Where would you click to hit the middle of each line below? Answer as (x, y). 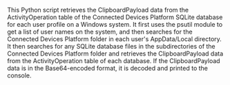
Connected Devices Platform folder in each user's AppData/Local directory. (115, 39)
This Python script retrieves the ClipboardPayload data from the (98, 10)
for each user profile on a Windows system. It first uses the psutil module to (115, 24)
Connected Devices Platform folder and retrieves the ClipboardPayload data (115, 53)
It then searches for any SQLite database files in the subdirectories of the (111, 46)
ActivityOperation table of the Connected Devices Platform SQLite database (115, 17)
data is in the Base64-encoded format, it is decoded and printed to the (108, 68)
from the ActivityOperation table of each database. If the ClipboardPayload (114, 61)
